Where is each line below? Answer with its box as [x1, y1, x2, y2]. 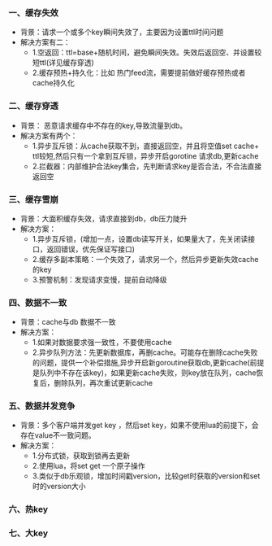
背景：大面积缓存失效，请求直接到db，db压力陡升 [19, 213, 188, 223]
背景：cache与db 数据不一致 [19, 317, 116, 327]
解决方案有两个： [19, 130, 78, 140]
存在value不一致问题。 [19, 430, 96, 440]
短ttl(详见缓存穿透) [32, 58, 95, 68]
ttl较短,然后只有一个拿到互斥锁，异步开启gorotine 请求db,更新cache [32, 151, 259, 160]
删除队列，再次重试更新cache [54, 378, 153, 388]
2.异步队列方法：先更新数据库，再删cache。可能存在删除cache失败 [32, 347, 258, 357]
